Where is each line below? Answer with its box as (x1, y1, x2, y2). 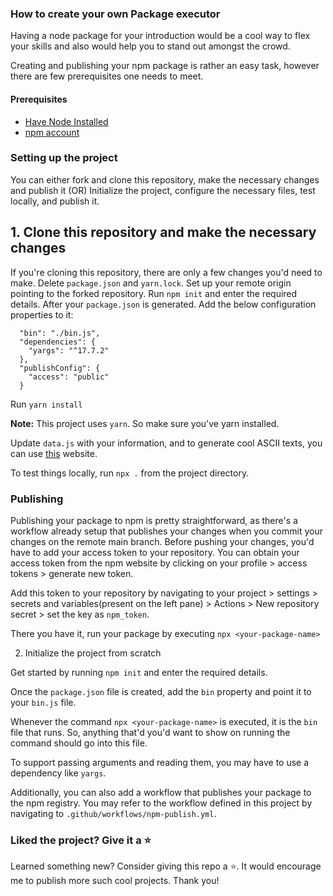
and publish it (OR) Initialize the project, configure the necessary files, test (10, 184, 316, 196)
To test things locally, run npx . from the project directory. (10, 467, 250, 479)
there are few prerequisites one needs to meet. (10, 70, 204, 82)
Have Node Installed (24, 115, 109, 127)
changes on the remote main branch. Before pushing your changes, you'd (10, 535, 315, 547)
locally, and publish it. (10, 195, 100, 207)
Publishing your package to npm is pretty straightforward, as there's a (10, 514, 298, 526)
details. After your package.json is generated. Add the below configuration (10, 298, 317, 310)
